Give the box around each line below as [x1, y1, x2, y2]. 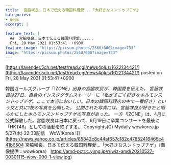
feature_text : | [5, 31, 40, 36]
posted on [140, 69, 162, 75]
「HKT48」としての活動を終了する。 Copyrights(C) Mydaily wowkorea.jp [5, 123, 159, 130]
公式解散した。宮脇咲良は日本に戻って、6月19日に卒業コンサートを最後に [5, 117, 160, 123]
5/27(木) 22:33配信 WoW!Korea [5, 130, 75, 136]
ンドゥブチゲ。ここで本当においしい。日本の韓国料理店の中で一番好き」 [5, 98, 157, 104]
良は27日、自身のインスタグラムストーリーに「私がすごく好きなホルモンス [5, 92, 162, 98]
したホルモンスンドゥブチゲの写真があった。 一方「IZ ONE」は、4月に [18, 111, 166, 117]
